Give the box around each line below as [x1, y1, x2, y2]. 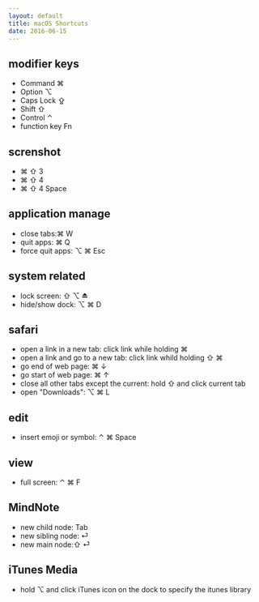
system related [8, 269, 86, 284]
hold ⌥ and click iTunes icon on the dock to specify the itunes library [19, 584, 252, 594]
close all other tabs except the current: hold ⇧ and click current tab [19, 378, 246, 389]
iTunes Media [8, 563, 79, 577]
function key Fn [19, 122, 73, 131]
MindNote [8, 501, 60, 514]
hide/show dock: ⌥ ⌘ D [19, 299, 102, 309]
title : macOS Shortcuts [8, 19, 89, 28]
